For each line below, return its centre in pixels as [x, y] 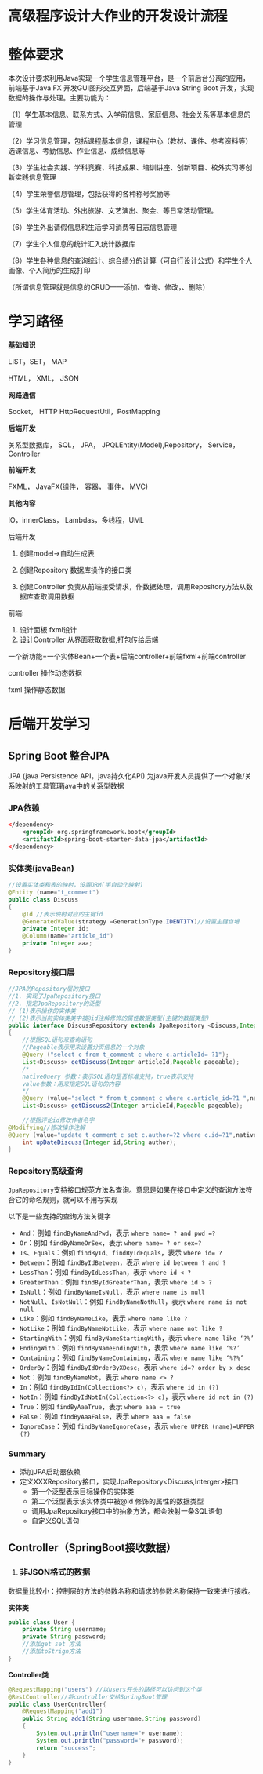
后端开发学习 [50, 725]
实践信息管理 [35, 177]
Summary [27, 1454]
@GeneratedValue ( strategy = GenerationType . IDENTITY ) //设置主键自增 [131, 922]
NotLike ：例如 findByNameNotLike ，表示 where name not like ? [121, 1328]
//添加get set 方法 [51, 1645]
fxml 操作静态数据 [37, 690]
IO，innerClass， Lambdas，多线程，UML [76, 520]
